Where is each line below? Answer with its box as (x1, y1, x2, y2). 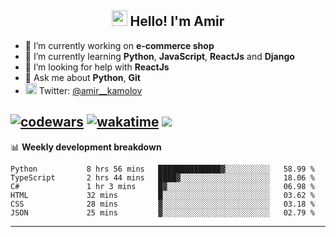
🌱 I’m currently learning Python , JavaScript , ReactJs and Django (24, 50, 295, 62)
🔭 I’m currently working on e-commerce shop (24, 39, 215, 51)
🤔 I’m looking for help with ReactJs (24, 61, 170, 73)
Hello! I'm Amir (129, 13, 225, 30)
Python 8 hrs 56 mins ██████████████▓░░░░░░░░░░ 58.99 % (10, 164, 315, 174)
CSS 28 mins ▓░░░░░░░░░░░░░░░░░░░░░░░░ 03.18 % (10, 199, 315, 209)
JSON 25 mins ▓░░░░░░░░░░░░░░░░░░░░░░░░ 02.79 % (10, 207, 315, 218)
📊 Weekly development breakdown (10, 141, 162, 153)
